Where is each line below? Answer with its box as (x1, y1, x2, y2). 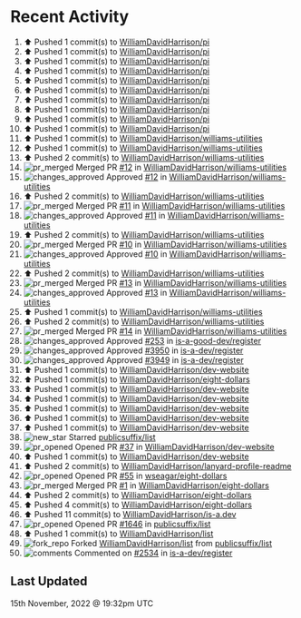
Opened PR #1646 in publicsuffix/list (74, 518, 211, 529)
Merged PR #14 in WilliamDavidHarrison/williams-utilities (75, 325, 287, 337)
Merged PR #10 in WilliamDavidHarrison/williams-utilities (75, 239, 287, 250)
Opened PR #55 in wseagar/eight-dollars (74, 470, 228, 481)
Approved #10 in (106, 248, 168, 260)
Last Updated (10, 574, 88, 589)
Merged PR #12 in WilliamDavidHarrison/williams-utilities (75, 162, 287, 172)
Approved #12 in (106, 171, 168, 182)
